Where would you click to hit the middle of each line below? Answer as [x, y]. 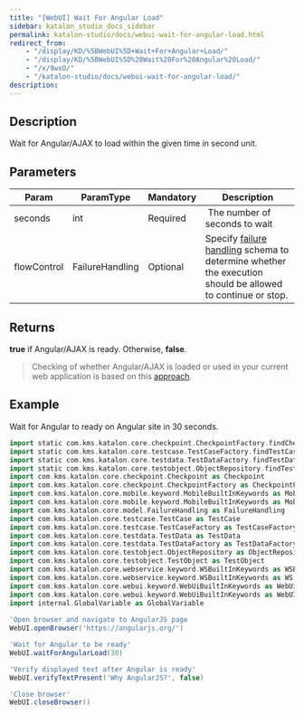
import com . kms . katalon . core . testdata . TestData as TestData [125, 536]
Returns [33, 327]
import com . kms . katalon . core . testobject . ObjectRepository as [127, 553]
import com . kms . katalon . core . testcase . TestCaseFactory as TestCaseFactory [153, 527]
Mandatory [172, 197]
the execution [234, 272]
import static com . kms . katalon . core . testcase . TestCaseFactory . [131, 452]
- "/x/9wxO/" [50, 69]
